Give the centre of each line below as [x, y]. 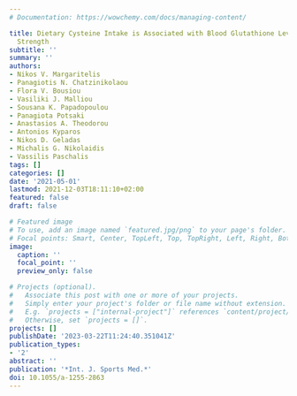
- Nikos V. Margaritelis [55, 75]
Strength [33, 42]
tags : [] [25, 164]
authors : [25, 66]
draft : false [33, 206]
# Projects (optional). [53, 287]
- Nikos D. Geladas [45, 141]
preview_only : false [55, 271]
